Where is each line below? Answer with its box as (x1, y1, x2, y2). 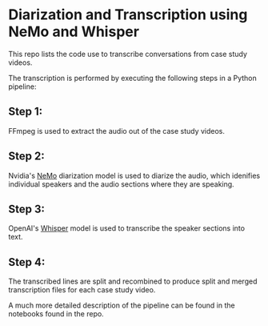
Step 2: (8, 150, 46, 163)
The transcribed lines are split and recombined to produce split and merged (8, 276, 258, 286)
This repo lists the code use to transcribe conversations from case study (8, 49, 248, 58)
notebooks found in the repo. (8, 309, 104, 319)
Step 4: (8, 255, 46, 269)
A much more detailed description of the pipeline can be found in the (8, 300, 235, 310)
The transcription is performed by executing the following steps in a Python (8, 73, 258, 83)
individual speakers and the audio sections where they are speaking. (8, 179, 234, 189)
